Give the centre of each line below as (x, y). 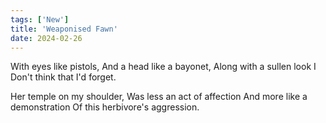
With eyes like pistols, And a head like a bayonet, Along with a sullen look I (163, 67)
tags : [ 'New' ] (40, 19)
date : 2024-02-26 (46, 38)
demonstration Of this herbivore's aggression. (105, 107)
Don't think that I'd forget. (63, 77)
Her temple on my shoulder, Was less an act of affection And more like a (159, 97)
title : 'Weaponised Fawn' (64, 29)
